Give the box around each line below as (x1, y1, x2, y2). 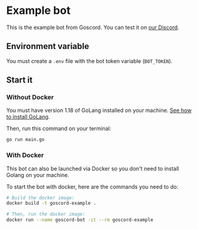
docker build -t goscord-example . (6, 201, 97, 207)
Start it (6, 75, 33, 85)
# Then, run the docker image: (6, 211, 86, 217)
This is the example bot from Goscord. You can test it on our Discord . (6, 24, 179, 31)
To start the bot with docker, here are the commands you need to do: (6, 183, 179, 190)
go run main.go (6, 137, 45, 143)
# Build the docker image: (6, 194, 75, 201)
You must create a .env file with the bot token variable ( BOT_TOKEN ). (6, 57, 173, 64)
